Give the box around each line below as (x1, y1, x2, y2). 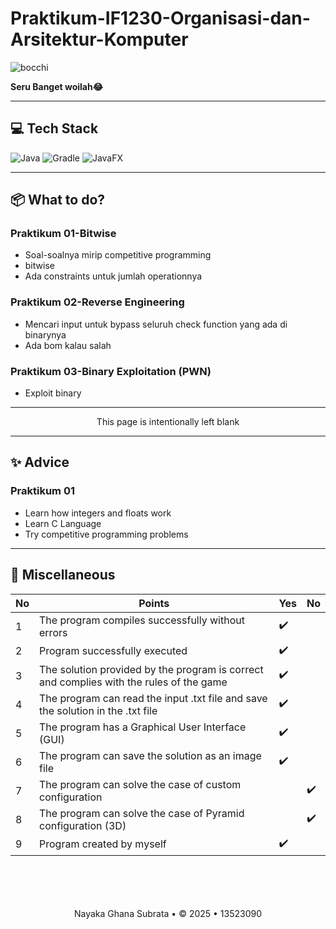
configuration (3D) (39, 818, 127, 832)
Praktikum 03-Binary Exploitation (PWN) (10, 364, 212, 378)
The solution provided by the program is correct (39, 662, 264, 676)
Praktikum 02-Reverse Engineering (10, 295, 185, 309)
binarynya (24, 328, 67, 341)
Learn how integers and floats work (24, 507, 172, 519)
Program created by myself (39, 837, 167, 851)
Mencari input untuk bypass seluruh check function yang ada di (24, 318, 288, 330)
